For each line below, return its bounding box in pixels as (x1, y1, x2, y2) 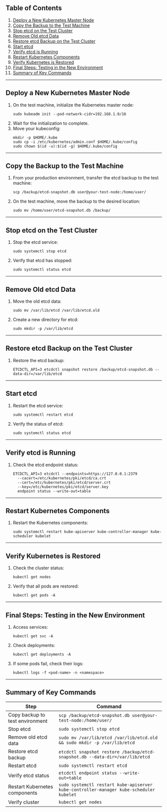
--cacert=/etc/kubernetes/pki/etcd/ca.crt (17, 476, 107, 481)
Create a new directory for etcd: (12, 317, 79, 323)
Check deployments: (12, 642, 56, 648)
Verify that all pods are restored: (12, 583, 79, 589)
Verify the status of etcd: (12, 421, 64, 427)
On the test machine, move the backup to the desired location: (12, 198, 140, 205)
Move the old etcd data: (12, 298, 61, 304)
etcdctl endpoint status (58, 770, 117, 776)
